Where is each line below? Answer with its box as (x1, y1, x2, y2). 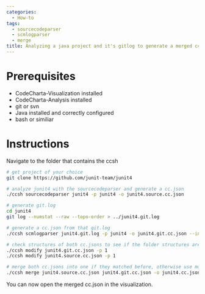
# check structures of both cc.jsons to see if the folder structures (6, 241, 190, 248)
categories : (6, 9, 37, 15)
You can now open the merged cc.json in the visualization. (6, 281, 153, 288)
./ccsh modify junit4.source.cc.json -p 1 (6, 253, 116, 259)
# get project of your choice (6, 169, 84, 175)
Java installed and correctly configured (15, 109, 114, 116)
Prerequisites (6, 70, 76, 83)
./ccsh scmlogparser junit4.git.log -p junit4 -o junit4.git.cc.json (6, 230, 187, 237)
